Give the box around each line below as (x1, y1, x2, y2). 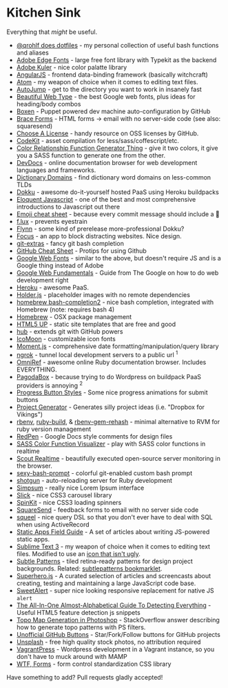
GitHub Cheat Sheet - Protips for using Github (16, 247, 147, 255)
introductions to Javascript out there (16, 202, 121, 211)
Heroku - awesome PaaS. (16, 283, 90, 292)
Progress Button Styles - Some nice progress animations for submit (16, 388, 208, 396)
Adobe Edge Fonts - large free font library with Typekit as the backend (16, 55, 217, 64)
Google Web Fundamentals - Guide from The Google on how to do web (16, 268, 219, 277)
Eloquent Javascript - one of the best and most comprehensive (16, 195, 196, 203)
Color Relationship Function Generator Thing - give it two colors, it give (16, 144, 218, 152)
